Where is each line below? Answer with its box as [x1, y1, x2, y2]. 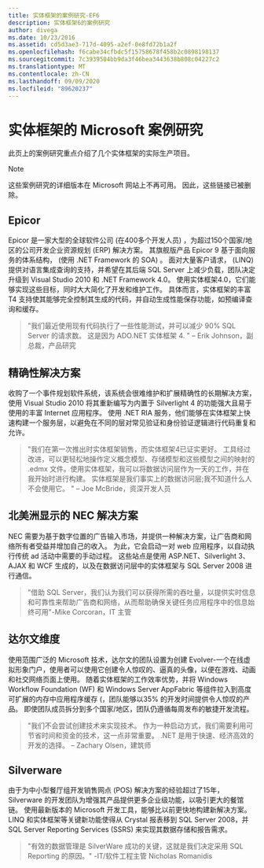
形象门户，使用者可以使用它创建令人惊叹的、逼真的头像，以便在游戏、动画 [14, 664, 256, 674]
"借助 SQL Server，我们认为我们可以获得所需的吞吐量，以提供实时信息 [27, 587, 256, 597]
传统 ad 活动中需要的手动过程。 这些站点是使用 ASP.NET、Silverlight [14, 551, 237, 560]
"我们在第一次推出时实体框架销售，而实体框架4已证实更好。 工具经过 [27, 444, 251, 453]
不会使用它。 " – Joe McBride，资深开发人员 [27, 483, 171, 493]
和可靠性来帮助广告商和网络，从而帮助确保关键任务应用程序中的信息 [27, 597, 248, 607]
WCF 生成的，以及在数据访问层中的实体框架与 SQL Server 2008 [36, 560, 244, 571]
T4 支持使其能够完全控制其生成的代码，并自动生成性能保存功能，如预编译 [8, 294, 246, 304]
